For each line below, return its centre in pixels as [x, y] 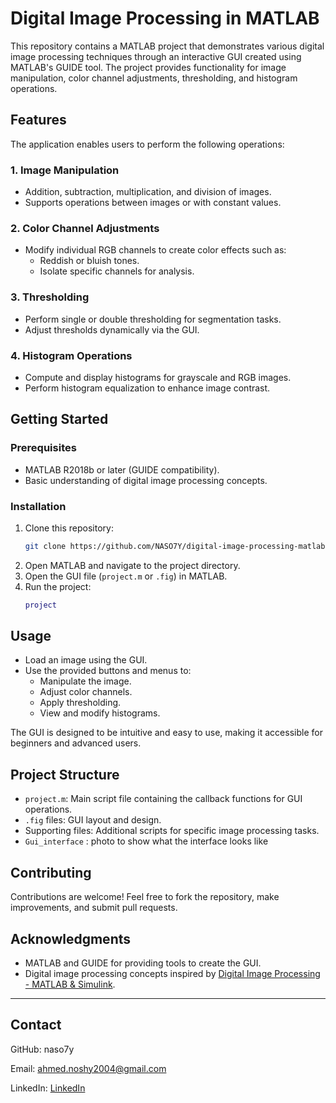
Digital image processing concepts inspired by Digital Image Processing [172, 973]
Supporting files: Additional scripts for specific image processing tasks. [172, 831]
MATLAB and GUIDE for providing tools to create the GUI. [143, 963]
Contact [36, 1025]
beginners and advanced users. [76, 743]
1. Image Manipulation [65, 170]
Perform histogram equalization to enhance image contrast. [147, 388]
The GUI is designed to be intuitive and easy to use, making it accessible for [166, 733]
